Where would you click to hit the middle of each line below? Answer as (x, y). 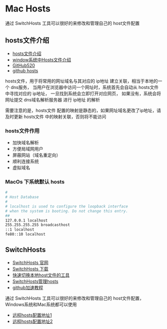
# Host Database (22, 197)
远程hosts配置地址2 (33, 321)
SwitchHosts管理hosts (35, 281)
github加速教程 (28, 287)
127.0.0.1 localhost (27, 220)
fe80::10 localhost (25, 234)
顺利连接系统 (25, 161)
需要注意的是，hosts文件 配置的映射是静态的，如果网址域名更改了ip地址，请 (83, 110)
